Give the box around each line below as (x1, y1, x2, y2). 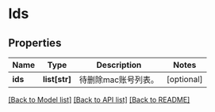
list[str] (42, 74, 71, 84)
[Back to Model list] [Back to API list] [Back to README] (8, 95, 190, 104)
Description (96, 60, 142, 70)
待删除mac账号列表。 (79, 74, 159, 85)
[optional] (166, 74, 204, 84)
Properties (8, 36, 62, 50)
